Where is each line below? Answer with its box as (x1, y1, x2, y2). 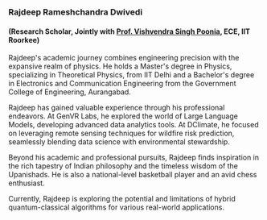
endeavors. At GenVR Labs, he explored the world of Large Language (8, 111, 239, 121)
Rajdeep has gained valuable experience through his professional (8, 103, 225, 113)
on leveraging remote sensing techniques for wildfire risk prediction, (8, 128, 235, 139)
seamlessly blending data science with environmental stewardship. (8, 137, 231, 147)
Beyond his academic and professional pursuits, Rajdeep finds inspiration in (8, 152, 260, 163)
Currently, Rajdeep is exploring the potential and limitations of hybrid (8, 194, 236, 204)
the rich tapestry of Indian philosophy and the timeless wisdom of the (8, 161, 239, 171)
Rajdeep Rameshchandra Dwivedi (8, 6, 143, 18)
